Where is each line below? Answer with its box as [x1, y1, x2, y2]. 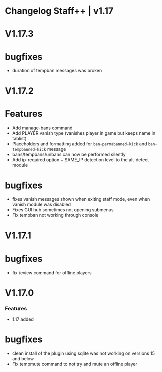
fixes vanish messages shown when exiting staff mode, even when [12, 196, 150, 202]
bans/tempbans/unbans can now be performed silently [12, 151, 126, 158]
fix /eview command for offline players [12, 269, 92, 276]
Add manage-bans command [12, 125, 73, 131]
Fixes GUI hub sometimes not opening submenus [12, 207, 114, 213]
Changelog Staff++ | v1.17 [5, 5, 114, 17]
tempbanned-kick [12, 147, 46, 152]
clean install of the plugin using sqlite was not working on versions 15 [12, 350, 155, 356]
